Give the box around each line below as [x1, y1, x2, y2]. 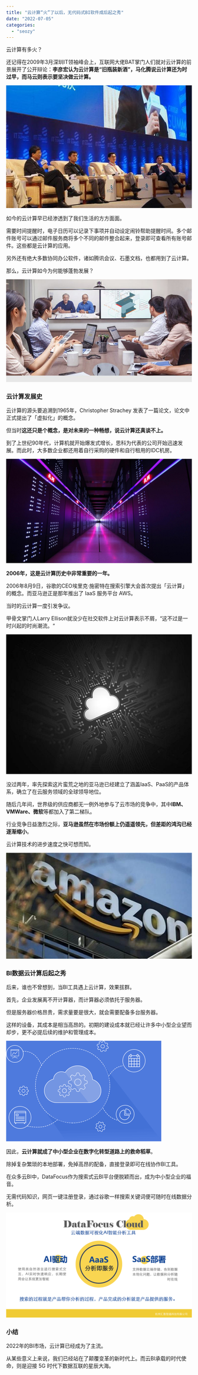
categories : [6, 22, 35, 28]
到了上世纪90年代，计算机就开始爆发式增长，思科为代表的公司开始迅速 [6, 439, 178, 446]
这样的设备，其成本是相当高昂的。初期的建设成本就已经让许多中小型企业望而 [6, 1021, 192, 1029]
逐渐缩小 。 [6, 828, 32, 835]
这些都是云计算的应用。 [16, 242, 74, 249]
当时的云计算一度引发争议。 [6, 602, 74, 609]
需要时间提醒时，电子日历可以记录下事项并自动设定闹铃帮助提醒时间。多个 [6, 227, 187, 234]
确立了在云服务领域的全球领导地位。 [16, 788, 104, 795]
